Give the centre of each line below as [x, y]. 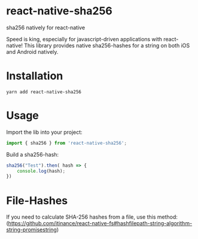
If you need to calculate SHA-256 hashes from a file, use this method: [92, 217]
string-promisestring [31, 230]
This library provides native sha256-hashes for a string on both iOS [107, 45]
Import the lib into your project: [44, 132]
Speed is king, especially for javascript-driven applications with [84, 39]
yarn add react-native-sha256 [44, 92]
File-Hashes [37, 200]
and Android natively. [32, 51]
